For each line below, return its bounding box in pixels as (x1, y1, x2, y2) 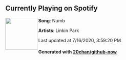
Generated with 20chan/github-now (38, 49, 117, 55)
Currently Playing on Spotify (5, 4, 98, 13)
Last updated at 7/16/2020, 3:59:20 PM (38, 37, 121, 43)
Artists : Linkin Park (38, 27, 79, 34)
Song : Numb (38, 17, 65, 23)
